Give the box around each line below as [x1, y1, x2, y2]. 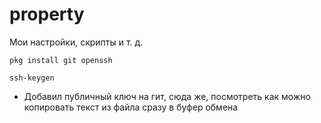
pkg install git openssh [9, 55, 113, 65]
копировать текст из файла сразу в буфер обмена [23, 101, 239, 113]
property [9, 3, 85, 26]
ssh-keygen [9, 73, 55, 83]
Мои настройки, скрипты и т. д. [9, 36, 144, 48]
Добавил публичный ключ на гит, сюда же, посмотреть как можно [23, 90, 311, 102]
